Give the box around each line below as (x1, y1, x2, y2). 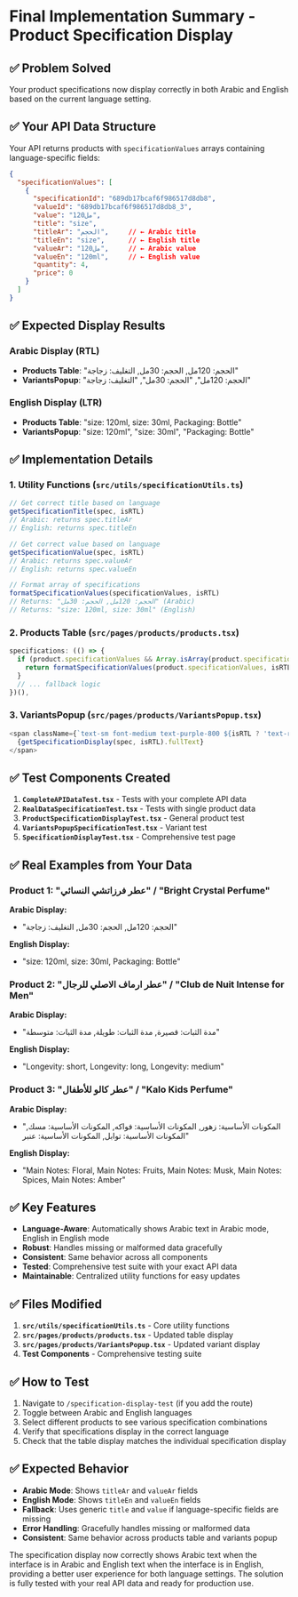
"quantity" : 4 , (32, 261, 90, 269)
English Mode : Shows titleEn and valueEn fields (21, 1494, 201, 1505)
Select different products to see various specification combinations (21, 1416, 268, 1427)
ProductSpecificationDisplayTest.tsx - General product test (21, 813, 246, 823)
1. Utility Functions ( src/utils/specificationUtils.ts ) (9, 478, 244, 491)
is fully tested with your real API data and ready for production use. (9, 1577, 255, 1588)
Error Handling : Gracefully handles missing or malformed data (21, 1522, 251, 1533)
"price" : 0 (32, 269, 74, 277)
